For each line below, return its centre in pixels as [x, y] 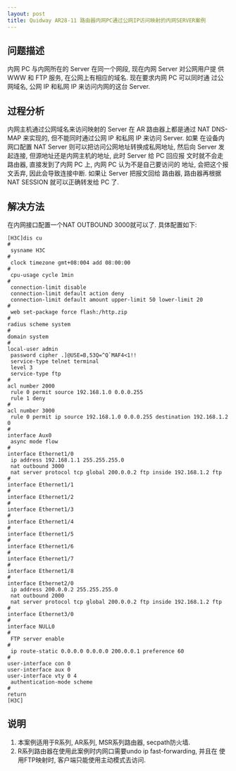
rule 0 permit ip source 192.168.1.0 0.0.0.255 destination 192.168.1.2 [119, 417]
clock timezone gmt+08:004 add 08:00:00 [70, 263]
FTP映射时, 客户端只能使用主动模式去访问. [85, 760]
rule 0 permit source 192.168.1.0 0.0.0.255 [76, 392]
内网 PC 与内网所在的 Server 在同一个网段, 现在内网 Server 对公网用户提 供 [116, 69]
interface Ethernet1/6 [41, 546]
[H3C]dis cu [25, 238]
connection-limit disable [48, 287]
